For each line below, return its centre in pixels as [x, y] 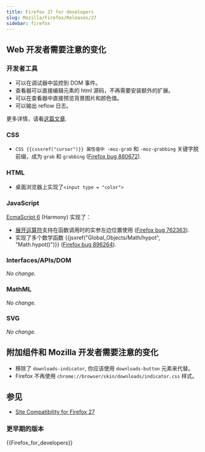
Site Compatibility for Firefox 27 [55, 412]
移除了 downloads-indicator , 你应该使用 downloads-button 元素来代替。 [104, 368]
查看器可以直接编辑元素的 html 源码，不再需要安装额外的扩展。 [94, 91]
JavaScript [23, 203]
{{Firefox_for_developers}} [40, 442]
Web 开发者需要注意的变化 [56, 49]
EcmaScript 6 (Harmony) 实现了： [49, 217]
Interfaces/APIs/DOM [39, 260]
